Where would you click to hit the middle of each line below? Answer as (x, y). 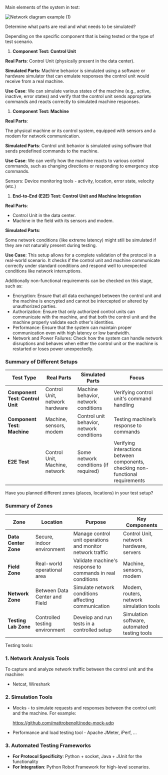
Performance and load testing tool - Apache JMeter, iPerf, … (74, 732)
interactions (127, 449)
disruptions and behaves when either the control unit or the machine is (85, 343)
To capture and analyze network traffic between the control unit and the (79, 669)
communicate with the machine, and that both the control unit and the (84, 317)
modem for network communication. (43, 136)
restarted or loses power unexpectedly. (53, 349)
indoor (43, 543)
